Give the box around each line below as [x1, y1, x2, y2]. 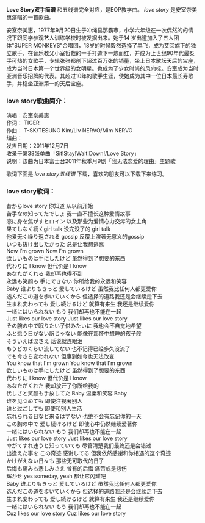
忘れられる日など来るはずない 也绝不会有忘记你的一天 [6, 412, 142, 420]
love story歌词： [6, 187, 56, 196]
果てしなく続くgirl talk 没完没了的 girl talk [6, 225, 111, 233]
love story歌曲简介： [6, 96, 68, 105]
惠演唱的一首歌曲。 [6, 13, 55, 21]
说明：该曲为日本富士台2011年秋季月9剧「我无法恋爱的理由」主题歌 [6, 157, 176, 165]
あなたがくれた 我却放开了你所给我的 [6, 381, 99, 389]
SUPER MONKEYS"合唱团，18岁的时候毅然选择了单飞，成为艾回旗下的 [14, 42, 191, 49]
